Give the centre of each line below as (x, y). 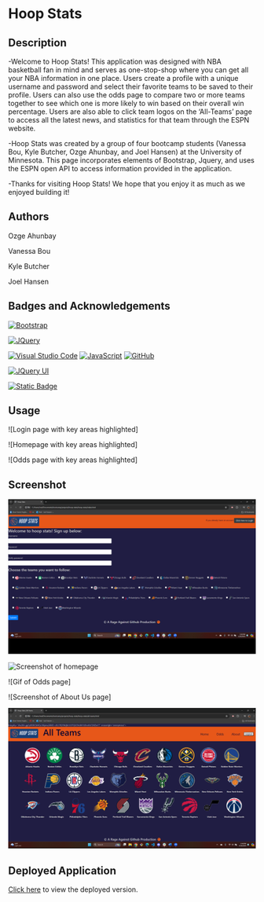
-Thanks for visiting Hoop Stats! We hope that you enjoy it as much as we (127, 184)
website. (22, 128)
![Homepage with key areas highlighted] (73, 445)
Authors (29, 217)
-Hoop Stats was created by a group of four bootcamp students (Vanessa (127, 143)
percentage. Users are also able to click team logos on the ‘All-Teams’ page (130, 112)
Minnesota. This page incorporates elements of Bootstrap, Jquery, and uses (132, 160)
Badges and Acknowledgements (89, 306)
